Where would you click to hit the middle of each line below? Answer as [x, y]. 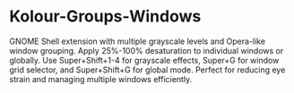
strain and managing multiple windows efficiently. [101, 79]
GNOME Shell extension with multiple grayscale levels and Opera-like [138, 41]
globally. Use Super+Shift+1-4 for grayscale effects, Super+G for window [144, 60]
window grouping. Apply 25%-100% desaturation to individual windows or [147, 50]
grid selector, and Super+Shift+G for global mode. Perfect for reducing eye [147, 70]
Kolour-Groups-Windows [105, 17]
